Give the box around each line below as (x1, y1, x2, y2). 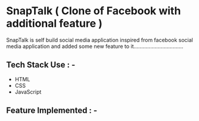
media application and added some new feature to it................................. (6, 43, 184, 50)
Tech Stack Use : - (6, 60, 76, 70)
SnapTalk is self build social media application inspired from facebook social (6, 36, 194, 43)
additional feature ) (6, 17, 103, 30)
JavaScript (14, 88, 42, 95)
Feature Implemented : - (6, 106, 98, 116)
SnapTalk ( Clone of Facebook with (6, 4, 181, 18)
